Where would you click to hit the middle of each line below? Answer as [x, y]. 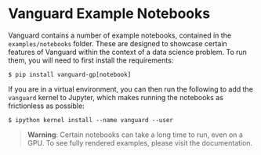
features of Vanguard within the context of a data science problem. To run [127, 52]
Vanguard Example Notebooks [109, 14]
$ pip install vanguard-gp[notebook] [70, 74]
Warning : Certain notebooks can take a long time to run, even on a [135, 135]
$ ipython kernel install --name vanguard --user [91, 120]
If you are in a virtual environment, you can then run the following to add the [130, 89]
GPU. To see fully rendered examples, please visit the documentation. [140, 142]
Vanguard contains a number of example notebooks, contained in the [120, 35]
